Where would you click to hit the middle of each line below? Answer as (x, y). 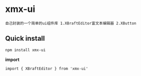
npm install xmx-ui (25, 50)
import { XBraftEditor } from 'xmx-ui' (47, 69)
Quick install (25, 38)
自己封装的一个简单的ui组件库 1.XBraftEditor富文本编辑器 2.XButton (71, 23)
